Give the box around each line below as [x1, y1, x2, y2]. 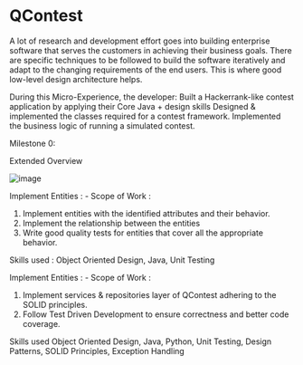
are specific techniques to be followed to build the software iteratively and [9, 54, 286, 65]
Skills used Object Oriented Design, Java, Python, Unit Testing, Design [9, 336, 272, 347]
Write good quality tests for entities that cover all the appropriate [22, 227, 264, 238]
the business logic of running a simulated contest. [9, 120, 195, 131]
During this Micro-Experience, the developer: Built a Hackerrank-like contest [9, 91, 294, 102]
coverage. [22, 318, 61, 329]
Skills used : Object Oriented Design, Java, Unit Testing [9, 255, 215, 265]
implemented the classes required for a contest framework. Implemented [9, 110, 281, 121]
